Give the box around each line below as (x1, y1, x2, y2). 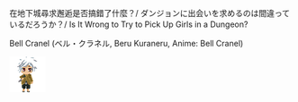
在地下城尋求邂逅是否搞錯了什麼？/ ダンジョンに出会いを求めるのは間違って (9, 8, 291, 18)
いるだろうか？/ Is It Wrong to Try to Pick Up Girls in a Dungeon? (9, 19, 248, 30)
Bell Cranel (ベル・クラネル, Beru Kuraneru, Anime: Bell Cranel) (9, 38, 244, 48)
